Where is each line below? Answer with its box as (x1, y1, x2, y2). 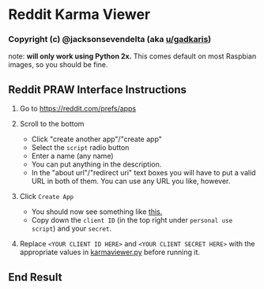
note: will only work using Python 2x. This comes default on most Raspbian (8, 51, 257, 61)
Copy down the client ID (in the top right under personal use (31, 216, 233, 225)
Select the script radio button (31, 143, 130, 152)
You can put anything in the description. (31, 160, 162, 169)
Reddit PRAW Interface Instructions (8, 83, 187, 96)
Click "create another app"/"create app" (31, 134, 162, 144)
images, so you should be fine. (8, 60, 108, 69)
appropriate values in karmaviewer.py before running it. (19, 247, 200, 257)
